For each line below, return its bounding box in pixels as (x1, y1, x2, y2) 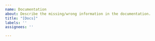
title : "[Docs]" (5, 16, 38, 20)
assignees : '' (5, 25, 34, 30)
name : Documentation (5, 7, 47, 12)
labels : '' (5, 20, 27, 25)
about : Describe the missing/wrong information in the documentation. (5, 11, 151, 16)
